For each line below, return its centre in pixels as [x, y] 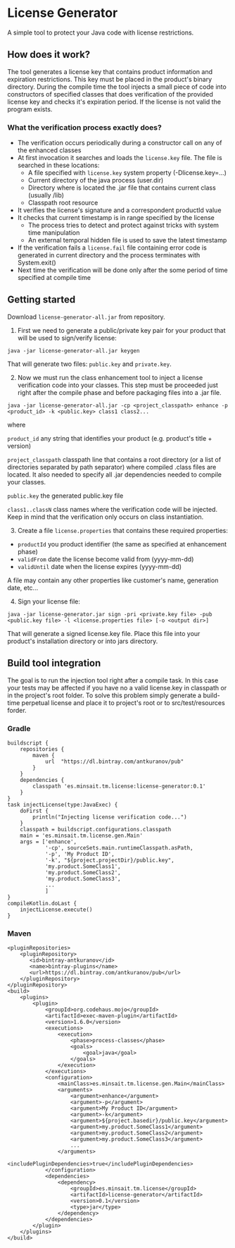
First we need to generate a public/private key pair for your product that [122, 330]
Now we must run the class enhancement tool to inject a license [110, 377]
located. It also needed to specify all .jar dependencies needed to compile [114, 475]
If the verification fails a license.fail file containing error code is [112, 247]
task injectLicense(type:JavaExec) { [63, 805]
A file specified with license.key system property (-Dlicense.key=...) [127, 173]
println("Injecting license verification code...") [110, 817]
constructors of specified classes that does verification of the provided [110, 94]
